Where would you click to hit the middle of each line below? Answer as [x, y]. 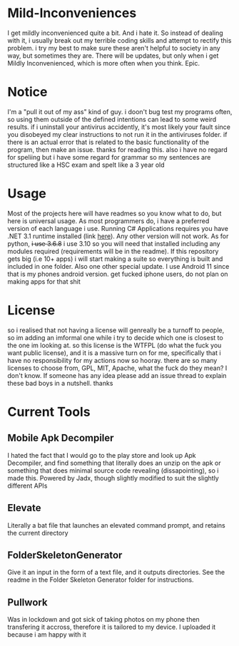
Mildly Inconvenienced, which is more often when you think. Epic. [103, 63]
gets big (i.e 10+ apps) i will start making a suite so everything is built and [115, 259]
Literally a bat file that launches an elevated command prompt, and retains [117, 525]
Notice [27, 92]
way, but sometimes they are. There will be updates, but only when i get [113, 56]
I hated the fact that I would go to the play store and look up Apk [102, 455]
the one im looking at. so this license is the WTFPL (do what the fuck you [115, 345]
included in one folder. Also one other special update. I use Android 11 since [118, 266]
